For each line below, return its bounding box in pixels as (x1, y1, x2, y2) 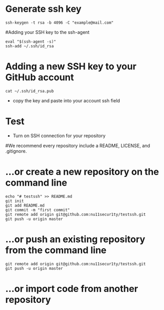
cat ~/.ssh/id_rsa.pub (5, 88, 54, 94)
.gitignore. (5, 148, 27, 154)
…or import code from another (5, 283, 138, 295)
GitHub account (5, 71, 75, 83)
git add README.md (5, 203, 45, 208)
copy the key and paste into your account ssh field (12, 97, 120, 103)
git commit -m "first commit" (5, 207, 70, 212)
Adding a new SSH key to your (5, 61, 137, 72)
